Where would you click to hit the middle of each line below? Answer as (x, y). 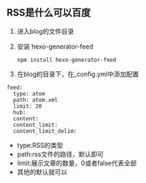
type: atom (29, 94)
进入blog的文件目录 (45, 31)
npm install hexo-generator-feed (67, 60)
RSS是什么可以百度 (49, 13)
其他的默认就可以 (42, 172)
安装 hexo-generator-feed (55, 46)
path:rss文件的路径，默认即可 (60, 154)
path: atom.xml (36, 100)
